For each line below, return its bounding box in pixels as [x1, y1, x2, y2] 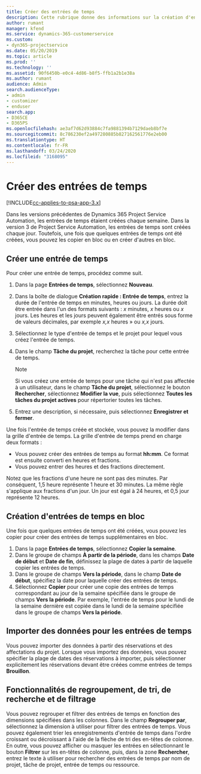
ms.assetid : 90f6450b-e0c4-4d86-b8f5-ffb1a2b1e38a [6, 70, 135, 76]
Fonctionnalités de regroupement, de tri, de [6, 685, 172, 695]
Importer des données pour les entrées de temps [6, 626, 192, 636]
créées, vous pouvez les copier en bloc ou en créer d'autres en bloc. [6, 236, 176, 243]
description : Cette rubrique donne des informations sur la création [6, 14, 184, 20]
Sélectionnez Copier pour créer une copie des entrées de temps [14, 583, 174, 590]
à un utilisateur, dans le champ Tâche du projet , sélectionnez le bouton [14, 384, 190, 391]
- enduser [6, 103, 31, 110]
